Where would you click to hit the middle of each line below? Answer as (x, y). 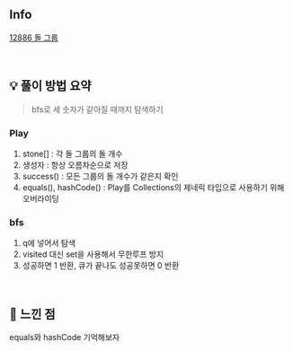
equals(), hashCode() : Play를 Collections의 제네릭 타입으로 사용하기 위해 (153, 187)
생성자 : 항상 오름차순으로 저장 (75, 164)
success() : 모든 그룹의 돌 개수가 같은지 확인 (100, 176)
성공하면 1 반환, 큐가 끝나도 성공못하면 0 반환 (101, 266)
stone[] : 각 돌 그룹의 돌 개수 (72, 154)
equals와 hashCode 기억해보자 (64, 338)
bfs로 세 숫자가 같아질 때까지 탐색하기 (97, 109)
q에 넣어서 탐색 (49, 243)
